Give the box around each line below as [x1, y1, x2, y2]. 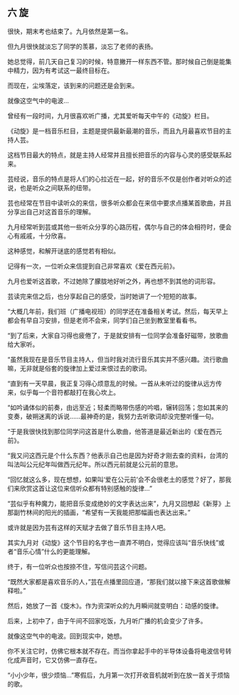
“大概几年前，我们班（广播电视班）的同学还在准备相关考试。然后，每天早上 [7, 307, 229, 315]
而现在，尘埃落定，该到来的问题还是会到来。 [7, 81, 139, 90]
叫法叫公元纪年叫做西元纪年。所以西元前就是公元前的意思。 [7, 460, 182, 468]
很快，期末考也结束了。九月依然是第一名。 [7, 27, 132, 36]
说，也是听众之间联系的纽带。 [7, 184, 95, 192]
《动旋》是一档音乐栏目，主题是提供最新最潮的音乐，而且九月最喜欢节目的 [7, 127, 225, 135]
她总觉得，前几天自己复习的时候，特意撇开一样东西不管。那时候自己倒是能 [7, 57, 225, 65]
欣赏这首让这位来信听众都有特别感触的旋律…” [19, 484, 153, 492]
